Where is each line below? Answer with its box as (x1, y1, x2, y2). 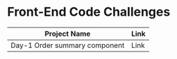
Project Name (44, 29, 91, 38)
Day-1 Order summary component (10, 40, 125, 50)
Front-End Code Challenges (7, 4, 171, 20)
